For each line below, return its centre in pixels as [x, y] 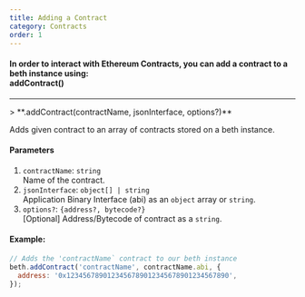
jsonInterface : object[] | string [86, 189]
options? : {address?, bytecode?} [84, 209]
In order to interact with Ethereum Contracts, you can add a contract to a [149, 64]
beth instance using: [49, 73]
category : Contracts [49, 26]
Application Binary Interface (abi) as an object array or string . [139, 199]
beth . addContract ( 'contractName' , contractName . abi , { [115, 267]
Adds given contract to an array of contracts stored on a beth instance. [142, 129]
